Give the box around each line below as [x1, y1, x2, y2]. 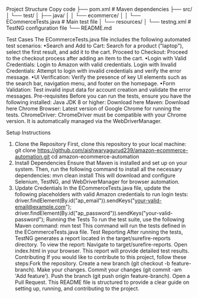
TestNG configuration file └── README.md [6, 24, 112, 31]
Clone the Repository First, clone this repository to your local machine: [14, 141, 187, 147]
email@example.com [14, 203, 66, 210]
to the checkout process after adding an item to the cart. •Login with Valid [6, 55, 187, 61]
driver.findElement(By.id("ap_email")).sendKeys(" [14, 197, 135, 204]
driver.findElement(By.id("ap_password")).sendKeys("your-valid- [14, 210, 173, 216]
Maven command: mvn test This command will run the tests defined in [14, 222, 186, 229]
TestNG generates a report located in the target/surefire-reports [14, 235, 171, 242]
